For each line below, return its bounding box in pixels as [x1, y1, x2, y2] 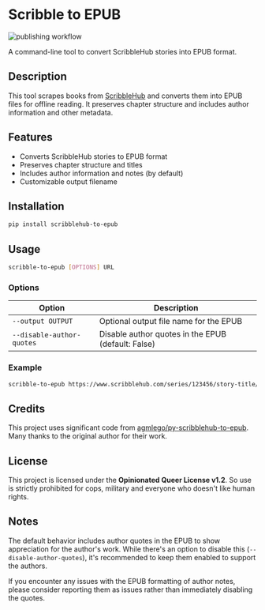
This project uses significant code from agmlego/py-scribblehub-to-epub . [8, 423, 249, 432]
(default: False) [99, 338, 156, 349]
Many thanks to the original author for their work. [8, 431, 168, 441]
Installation [8, 199, 65, 213]
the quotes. [8, 593, 46, 602]
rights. [8, 492, 29, 502]
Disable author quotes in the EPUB [99, 329, 227, 340]
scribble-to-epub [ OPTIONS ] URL [8, 263, 114, 272]
